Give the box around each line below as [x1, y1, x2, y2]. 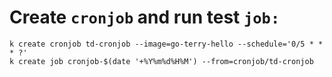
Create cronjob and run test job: [9, 6, 281, 29]
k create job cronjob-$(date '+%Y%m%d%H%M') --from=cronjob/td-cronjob [9, 56, 314, 66]
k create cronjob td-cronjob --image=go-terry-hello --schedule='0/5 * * [9, 39, 324, 49]
